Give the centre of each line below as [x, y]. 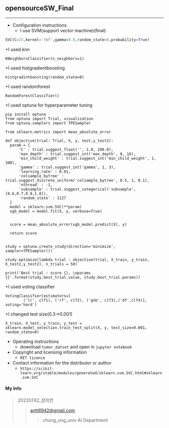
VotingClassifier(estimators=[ [38, 296]
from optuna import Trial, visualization [49, 119]
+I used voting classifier [30, 287]
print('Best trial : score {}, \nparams [48, 273]
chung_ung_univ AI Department [75, 420]
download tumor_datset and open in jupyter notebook [76, 346]
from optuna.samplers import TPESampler [48, 123]
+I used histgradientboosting [35, 68]
